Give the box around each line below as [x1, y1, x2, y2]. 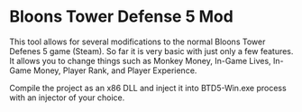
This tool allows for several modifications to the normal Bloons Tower [9, 36, 266, 47]
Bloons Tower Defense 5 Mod [9, 6, 234, 27]
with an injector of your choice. [9, 92, 125, 103]
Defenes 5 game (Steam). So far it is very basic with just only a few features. [9, 45, 294, 56]
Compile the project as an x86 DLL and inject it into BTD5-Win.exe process [9, 82, 287, 93]
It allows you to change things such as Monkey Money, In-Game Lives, [9, 55, 272, 66]
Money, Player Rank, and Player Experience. [32, 65, 197, 76]
